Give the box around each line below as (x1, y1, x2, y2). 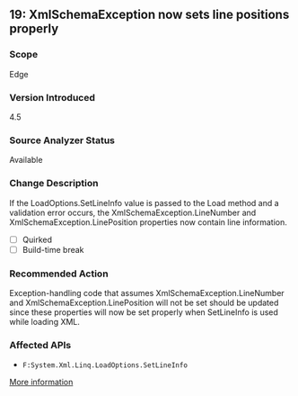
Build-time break (22, 244, 84, 255)
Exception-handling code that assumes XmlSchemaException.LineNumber (9, 288, 285, 298)
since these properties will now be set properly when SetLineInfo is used (9, 307, 278, 318)
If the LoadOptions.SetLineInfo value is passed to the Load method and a (9, 197, 280, 208)
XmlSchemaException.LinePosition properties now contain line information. (9, 216, 287, 228)
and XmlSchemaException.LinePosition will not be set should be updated (9, 297, 279, 308)
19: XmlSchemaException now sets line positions (9, 7, 290, 22)
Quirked (22, 234, 52, 245)
